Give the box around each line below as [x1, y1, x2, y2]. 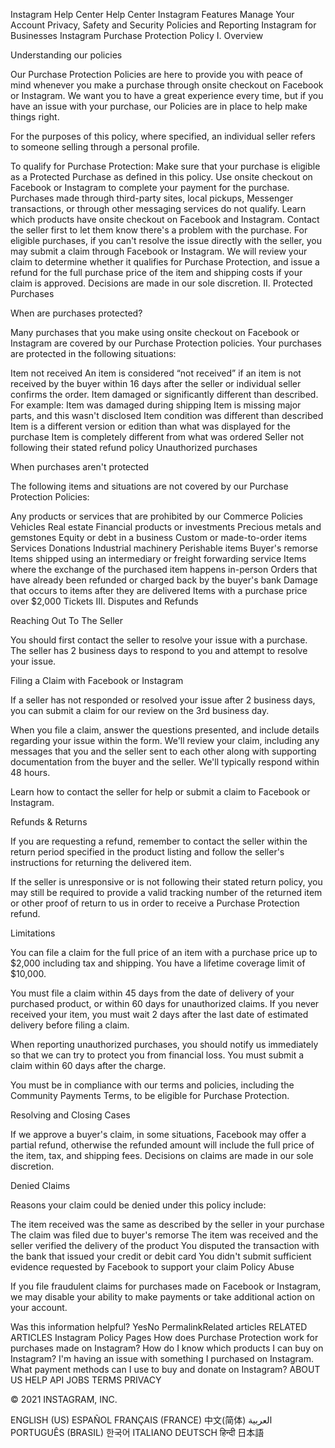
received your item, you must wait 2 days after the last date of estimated [10, 1009, 309, 1020]
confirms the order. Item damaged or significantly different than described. [10, 389, 319, 400]
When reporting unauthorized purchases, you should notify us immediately [10, 1039, 319, 1050]
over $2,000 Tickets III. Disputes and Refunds [10, 595, 199, 607]
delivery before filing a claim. [10, 1019, 130, 1031]
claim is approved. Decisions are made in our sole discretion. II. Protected [10, 277, 313, 289]
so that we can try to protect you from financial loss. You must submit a [10, 1049, 305, 1061]
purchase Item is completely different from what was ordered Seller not [10, 431, 305, 443]
